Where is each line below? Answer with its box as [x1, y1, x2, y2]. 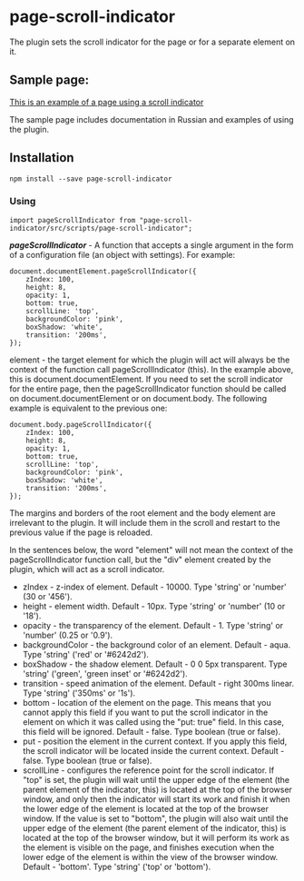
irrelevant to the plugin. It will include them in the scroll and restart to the [9, 517, 280, 528]
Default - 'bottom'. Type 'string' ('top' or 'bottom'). [22, 861, 211, 872]
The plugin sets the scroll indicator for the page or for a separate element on [9, 36, 296, 47]
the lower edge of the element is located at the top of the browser [22, 803, 270, 814]
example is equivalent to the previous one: [9, 402, 168, 413]
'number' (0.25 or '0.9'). [22, 629, 113, 640]
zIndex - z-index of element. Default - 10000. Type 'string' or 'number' [22, 581, 288, 592]
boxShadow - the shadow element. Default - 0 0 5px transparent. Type [22, 658, 288, 669]
